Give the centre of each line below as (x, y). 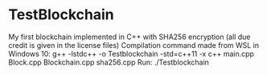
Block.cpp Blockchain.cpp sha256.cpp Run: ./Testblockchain (109, 62)
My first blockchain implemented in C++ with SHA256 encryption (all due (129, 37)
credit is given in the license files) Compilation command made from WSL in (134, 45)
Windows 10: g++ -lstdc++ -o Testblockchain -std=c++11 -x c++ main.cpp (131, 53)
